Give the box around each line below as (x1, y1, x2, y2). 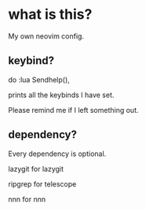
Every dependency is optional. (8, 149, 107, 158)
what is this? (8, 5, 93, 24)
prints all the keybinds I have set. (8, 90, 115, 100)
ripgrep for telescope (8, 179, 77, 189)
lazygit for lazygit (8, 164, 64, 173)
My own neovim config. (8, 31, 85, 41)
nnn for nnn (8, 194, 46, 204)
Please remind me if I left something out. (8, 105, 139, 114)
